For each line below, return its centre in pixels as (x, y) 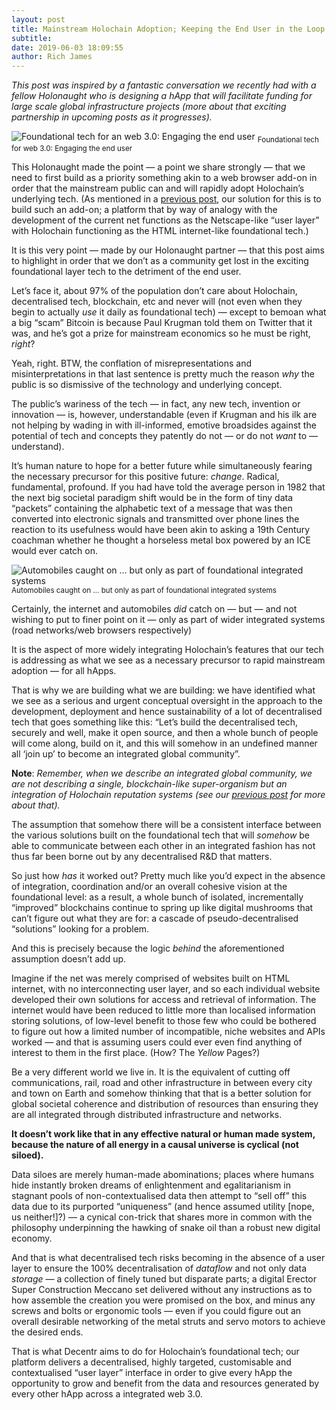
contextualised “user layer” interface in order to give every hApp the (152, 1372)
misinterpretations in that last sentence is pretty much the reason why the (163, 373)
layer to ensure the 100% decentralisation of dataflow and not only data (159, 1268)
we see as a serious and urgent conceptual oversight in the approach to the (167, 700)
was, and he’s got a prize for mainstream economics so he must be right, (161, 333)
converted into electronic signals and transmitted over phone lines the (155, 518)
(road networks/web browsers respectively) (102, 630)
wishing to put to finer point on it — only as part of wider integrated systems (168, 619)
